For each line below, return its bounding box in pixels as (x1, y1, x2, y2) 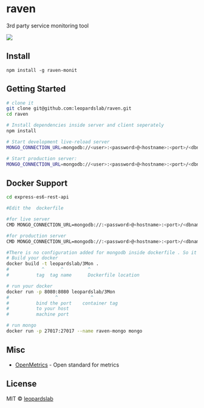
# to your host (6, 306, 69, 312)
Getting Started (6, 84, 66, 94)
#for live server (6, 216, 50, 222)
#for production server (6, 233, 67, 239)
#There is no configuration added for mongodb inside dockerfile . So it (6, 249, 197, 256)
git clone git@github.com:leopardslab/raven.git (6, 105, 132, 111)
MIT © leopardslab (6, 395, 53, 402)
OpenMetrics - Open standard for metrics (15, 361, 120, 368)
